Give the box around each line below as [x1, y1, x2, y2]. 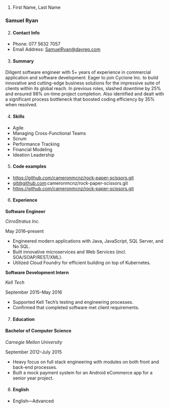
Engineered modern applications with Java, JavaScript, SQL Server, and [12, 238, 163, 244]
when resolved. [5, 102, 38, 108]
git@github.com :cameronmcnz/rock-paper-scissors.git [12, 180, 128, 186]
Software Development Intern [5, 269, 69, 275]
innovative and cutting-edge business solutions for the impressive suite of [5, 80, 160, 86]
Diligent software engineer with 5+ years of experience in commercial [5, 69, 151, 75]
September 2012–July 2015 [5, 348, 62, 355]
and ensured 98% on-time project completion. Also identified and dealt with [5, 91, 164, 97]
